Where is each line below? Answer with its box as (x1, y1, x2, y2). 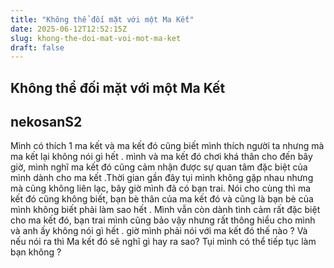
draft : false (10, 42, 65, 53)
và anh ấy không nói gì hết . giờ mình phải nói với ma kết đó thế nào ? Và (10, 225, 308, 237)
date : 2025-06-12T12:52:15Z (10, 24, 128, 34)
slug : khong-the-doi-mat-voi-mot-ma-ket (10, 33, 182, 43)
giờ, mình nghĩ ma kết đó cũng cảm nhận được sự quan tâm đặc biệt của (10, 161, 308, 173)
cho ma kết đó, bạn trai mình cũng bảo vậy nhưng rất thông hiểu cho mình (10, 214, 316, 226)
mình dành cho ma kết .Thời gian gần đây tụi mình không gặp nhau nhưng (10, 172, 314, 184)
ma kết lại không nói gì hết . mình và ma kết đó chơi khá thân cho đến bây (10, 151, 313, 163)
